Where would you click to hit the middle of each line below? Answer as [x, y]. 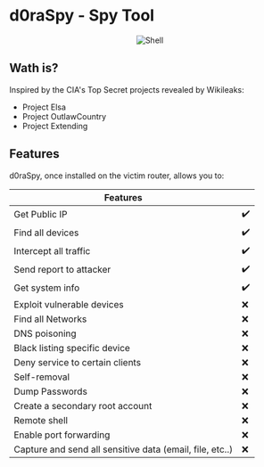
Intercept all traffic [52, 251]
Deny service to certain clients [77, 362]
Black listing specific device [72, 348]
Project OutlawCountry [64, 116]
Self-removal [41, 377]
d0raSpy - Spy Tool [82, 16]
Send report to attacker [62, 270]
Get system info [47, 288]
